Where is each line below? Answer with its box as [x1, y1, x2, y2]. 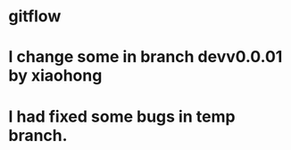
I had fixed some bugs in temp [8, 107, 236, 126]
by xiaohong [8, 66, 103, 86]
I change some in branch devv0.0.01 [8, 47, 283, 67]
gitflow [8, 6, 62, 27]
